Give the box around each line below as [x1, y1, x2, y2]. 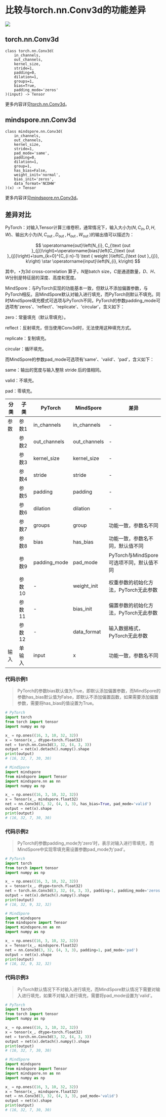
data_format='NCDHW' [14, 181, 56, 186]
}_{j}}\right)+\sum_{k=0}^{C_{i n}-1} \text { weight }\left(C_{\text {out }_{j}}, [7, 253, 159, 259]
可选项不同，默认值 [108, 559, 154, 566]
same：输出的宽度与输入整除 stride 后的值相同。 [5, 367, 104, 373]
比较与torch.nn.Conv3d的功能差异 [5, 4, 146, 16]
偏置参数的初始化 [108, 602, 149, 609]
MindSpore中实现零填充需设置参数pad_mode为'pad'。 [17, 846, 128, 852]
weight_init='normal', [14, 172, 61, 177]
